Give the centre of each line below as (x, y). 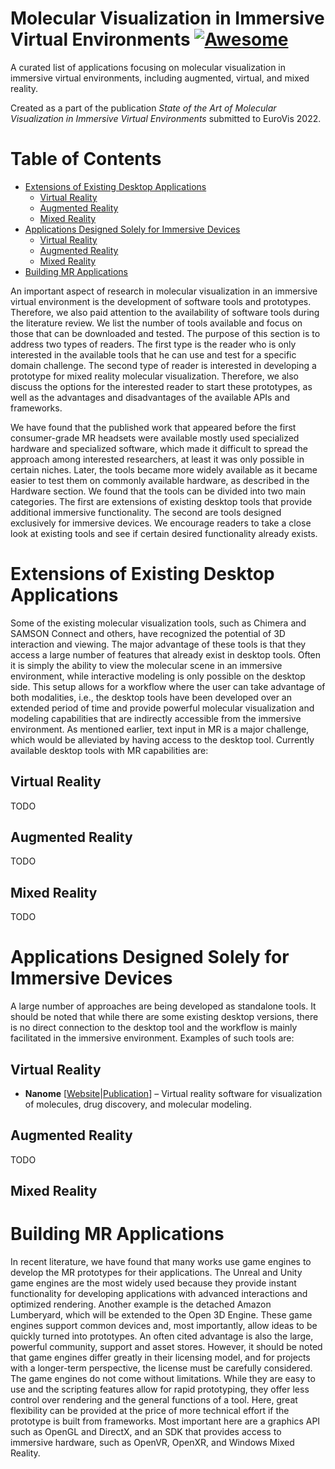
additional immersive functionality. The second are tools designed (146, 512)
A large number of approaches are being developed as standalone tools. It (163, 1006)
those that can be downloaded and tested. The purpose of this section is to (165, 333)
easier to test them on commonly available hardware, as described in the (160, 480)
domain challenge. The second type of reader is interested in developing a (163, 365)
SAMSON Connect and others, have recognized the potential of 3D (148, 633)
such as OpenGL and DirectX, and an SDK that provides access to (146, 1432)
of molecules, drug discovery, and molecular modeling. (138, 1104)
